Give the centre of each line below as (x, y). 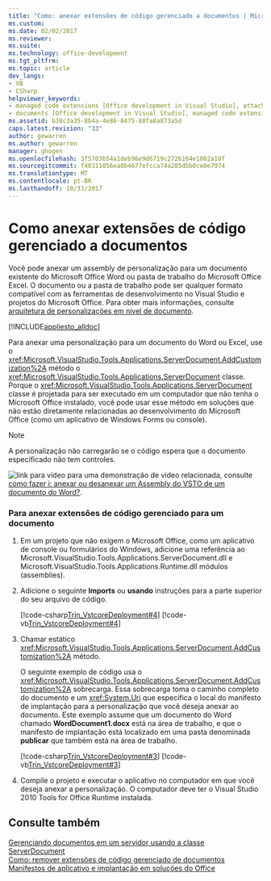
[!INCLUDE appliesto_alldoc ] (54, 326)
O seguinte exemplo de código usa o (81, 672)
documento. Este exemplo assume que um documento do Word (126, 715)
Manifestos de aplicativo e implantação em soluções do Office (112, 868)
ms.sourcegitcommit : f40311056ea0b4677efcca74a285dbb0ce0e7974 (117, 166)
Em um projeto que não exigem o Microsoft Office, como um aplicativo (137, 540)
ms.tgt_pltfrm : (34, 61)
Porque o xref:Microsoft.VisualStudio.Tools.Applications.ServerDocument (130, 385)
